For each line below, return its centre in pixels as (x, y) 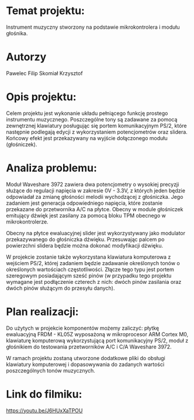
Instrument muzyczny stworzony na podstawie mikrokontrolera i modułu (93, 27)
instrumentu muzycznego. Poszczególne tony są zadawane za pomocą (92, 119)
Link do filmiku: (44, 394)
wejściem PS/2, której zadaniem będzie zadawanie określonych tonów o (93, 263)
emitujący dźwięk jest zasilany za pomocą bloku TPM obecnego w (86, 215)
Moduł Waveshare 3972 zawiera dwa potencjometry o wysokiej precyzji (93, 184)
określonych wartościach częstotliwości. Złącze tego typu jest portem (90, 269)
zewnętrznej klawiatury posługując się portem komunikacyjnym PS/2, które (96, 126)
